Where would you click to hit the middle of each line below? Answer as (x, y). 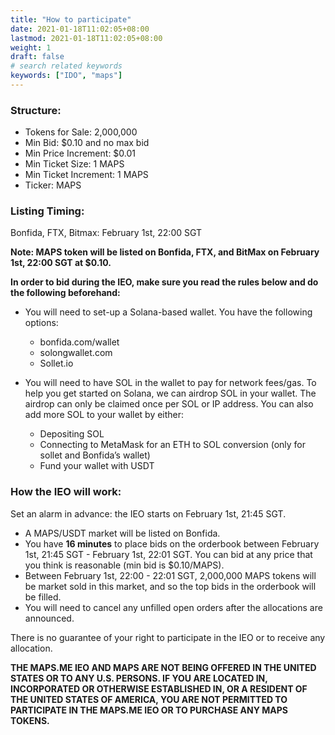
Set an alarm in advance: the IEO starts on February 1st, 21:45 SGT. (148, 513)
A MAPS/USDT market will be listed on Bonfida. (122, 533)
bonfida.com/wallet (79, 342)
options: (41, 323)
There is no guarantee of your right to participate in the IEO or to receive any (168, 637)
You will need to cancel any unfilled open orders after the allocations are (173, 607)
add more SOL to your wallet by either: (104, 415)
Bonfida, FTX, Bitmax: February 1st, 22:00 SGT (106, 233)
